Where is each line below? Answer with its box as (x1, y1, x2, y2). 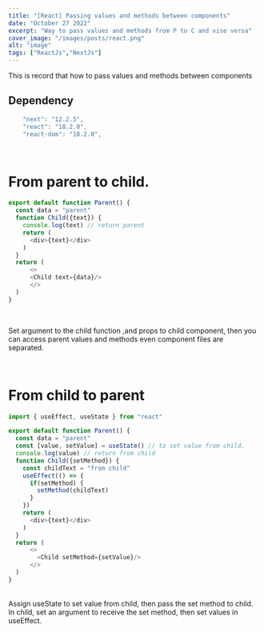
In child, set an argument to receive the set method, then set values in (8, 607, 238, 617)
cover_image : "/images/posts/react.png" (8, 34, 146, 42)
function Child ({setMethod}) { (15, 457, 120, 465)
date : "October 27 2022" (8, 19, 91, 27)
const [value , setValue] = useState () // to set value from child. (15, 442, 246, 450)
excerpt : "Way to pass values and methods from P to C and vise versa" (8, 26, 252, 34)
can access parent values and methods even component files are (8, 334, 224, 344)
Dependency (8, 94, 74, 108)
